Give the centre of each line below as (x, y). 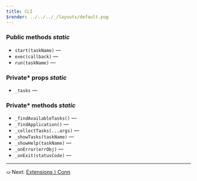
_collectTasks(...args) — (47, 130)
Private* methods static (41, 106)
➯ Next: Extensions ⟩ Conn (38, 172)
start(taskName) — (38, 50)
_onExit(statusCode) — (43, 155)
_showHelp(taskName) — (43, 143)
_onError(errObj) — (39, 149)
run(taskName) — (35, 62)
